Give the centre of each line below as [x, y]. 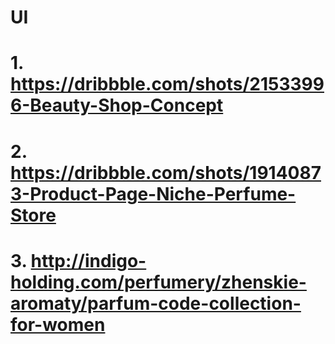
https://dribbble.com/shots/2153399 [167, 84]
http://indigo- [88, 260]
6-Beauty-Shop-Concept [117, 105]
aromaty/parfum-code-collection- [156, 303]
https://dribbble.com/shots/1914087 [166, 172]
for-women [58, 324]
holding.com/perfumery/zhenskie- [158, 282]
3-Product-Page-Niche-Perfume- [153, 193]
